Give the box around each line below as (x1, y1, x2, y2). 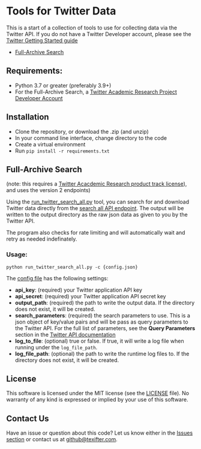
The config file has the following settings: (6, 274, 109, 282)
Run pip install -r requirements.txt (14, 147, 110, 154)
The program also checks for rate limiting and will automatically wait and (6, 229, 185, 237)
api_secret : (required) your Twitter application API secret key (14, 292, 166, 300)
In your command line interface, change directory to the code (14, 134, 167, 142)
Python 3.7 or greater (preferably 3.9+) (14, 82, 112, 89)
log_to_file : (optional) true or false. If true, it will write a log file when (14, 337, 184, 345)
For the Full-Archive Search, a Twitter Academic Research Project (14, 88, 177, 95)
